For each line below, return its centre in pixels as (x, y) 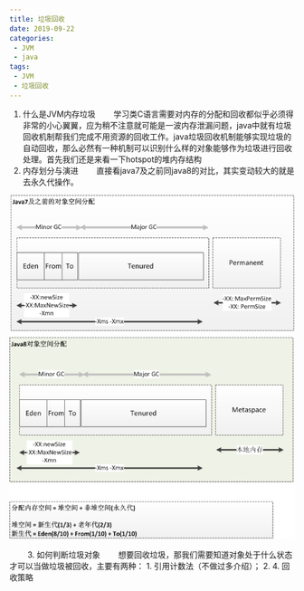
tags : (19, 67)
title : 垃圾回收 (37, 19)
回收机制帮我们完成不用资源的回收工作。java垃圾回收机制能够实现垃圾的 (157, 137)
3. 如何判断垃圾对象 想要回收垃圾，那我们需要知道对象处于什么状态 (160, 555)
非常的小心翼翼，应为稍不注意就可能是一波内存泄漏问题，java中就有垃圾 (157, 125)
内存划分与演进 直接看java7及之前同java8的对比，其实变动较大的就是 (158, 170)
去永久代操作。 (50, 182)
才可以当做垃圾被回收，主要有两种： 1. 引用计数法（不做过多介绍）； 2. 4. (145, 567)
